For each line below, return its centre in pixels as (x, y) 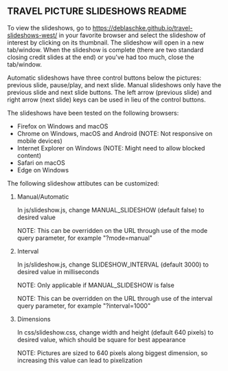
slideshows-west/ (32, 35)
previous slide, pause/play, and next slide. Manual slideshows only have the (114, 85)
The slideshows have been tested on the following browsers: (93, 113)
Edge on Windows (43, 170)
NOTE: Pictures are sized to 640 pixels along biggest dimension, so (112, 352)
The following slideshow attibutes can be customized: (83, 183)
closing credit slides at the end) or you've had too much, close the (101, 57)
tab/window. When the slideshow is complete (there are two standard (105, 49)
